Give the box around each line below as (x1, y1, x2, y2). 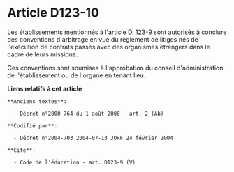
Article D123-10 (7, 5, 100, 21)
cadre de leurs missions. (7, 50, 78, 58)
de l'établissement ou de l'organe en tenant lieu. (7, 71, 146, 79)
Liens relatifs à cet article (7, 84, 82, 93)
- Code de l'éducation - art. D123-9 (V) (13, 159, 136, 166)
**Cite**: (7, 146, 36, 154)
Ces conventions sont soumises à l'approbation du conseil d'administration (7, 63, 224, 72)
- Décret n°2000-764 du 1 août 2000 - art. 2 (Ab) (13, 110, 164, 117)
